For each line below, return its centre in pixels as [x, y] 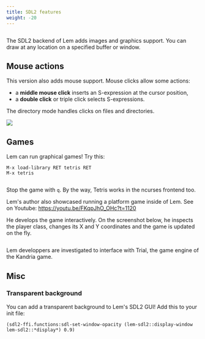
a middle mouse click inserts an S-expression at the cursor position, [102, 93]
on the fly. [19, 233]
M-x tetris [20, 173]
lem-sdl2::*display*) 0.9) [41, 330]
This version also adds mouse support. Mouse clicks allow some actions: [99, 81]
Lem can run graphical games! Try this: [56, 157]
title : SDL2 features [34, 12]
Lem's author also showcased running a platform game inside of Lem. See [100, 202]
